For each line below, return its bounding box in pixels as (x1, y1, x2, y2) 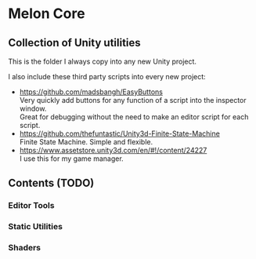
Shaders (8, 243, 41, 254)
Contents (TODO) (8, 177, 95, 190)
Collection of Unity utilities (8, 36, 141, 49)
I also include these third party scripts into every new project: (8, 72, 206, 81)
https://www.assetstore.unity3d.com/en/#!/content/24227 (19, 146, 207, 155)
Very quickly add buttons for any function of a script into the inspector (19, 96, 247, 104)
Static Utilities (8, 221, 63, 232)
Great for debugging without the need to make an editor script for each (19, 112, 249, 122)
